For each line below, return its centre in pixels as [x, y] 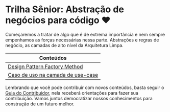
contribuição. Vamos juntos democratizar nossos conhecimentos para [79, 98]
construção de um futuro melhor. [40, 104]
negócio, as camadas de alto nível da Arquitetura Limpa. [64, 45]
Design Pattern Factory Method [45, 66]
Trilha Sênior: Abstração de [65, 9]
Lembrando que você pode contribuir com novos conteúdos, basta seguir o [85, 87]
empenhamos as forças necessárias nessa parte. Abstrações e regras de [82, 40]
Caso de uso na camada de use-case [53, 75]
